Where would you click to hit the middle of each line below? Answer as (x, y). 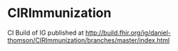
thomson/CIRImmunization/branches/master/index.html (89, 40)
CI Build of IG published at (46, 33)
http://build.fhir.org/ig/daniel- (128, 33)
